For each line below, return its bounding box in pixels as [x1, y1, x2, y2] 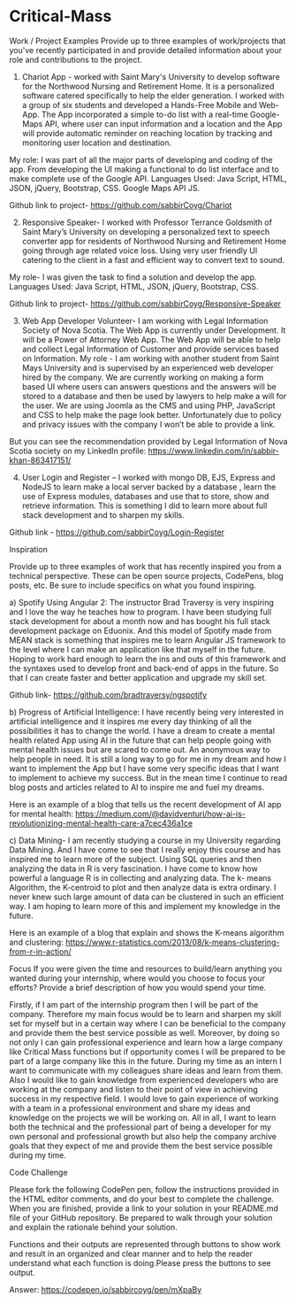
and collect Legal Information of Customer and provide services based [21, 343, 280, 354]
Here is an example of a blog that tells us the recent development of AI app [9, 799, 282, 809]
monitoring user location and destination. [21, 137, 172, 148]
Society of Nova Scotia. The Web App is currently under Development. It [21, 325, 286, 336]
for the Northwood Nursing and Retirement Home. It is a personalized [21, 81, 275, 91]
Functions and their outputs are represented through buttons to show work [9, 1238, 281, 1249]
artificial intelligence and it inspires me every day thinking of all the [9, 715, 252, 727]
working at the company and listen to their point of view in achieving [9, 1084, 258, 1094]
